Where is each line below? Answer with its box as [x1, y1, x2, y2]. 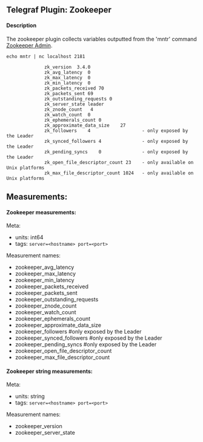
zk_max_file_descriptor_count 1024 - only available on [44, 170, 194, 176]
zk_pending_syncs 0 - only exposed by [44, 148, 188, 155]
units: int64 [15, 234, 44, 241]
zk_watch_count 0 [44, 111, 91, 117]
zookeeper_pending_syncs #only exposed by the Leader [15, 341, 157, 348]
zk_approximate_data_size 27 [44, 122, 126, 128]
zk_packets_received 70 [44, 85, 104, 91]
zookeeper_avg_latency [15, 263, 75, 271]
